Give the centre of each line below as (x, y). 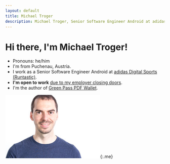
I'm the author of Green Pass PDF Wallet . (55, 88)
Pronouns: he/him (31, 61)
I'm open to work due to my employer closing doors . (68, 83)
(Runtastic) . (25, 77)
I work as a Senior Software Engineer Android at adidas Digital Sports (85, 72)
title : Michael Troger (29, 16)
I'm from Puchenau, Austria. (42, 66)
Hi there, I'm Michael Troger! (67, 47)
